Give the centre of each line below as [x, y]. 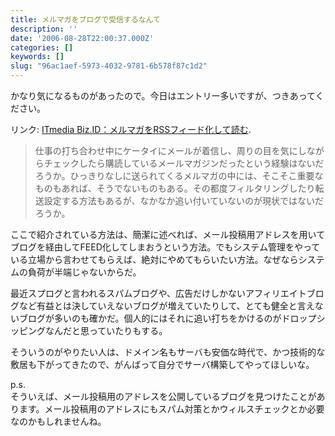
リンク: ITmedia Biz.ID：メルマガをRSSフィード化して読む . [131, 129]
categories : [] [42, 47]
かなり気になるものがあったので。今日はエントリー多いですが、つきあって [163, 95]
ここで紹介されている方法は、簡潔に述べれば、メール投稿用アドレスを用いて [168, 234]
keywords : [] [37, 57]
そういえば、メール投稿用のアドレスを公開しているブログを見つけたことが [163, 396]
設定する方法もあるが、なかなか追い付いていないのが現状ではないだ [184, 200]
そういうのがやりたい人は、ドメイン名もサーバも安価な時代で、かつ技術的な [168, 352]
